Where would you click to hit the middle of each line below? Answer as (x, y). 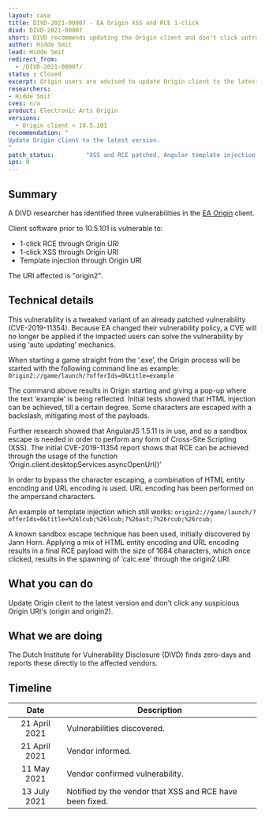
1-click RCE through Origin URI (69, 243)
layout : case (30, 15)
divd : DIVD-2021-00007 (45, 30)
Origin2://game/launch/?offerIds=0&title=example (91, 375)
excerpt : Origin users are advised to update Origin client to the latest (134, 81)
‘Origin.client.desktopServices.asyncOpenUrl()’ (85, 464)
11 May (35, 769)
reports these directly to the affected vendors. (83, 663)
